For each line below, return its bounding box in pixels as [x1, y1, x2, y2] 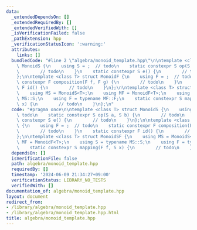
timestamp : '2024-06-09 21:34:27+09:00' [11, 172, 111, 178]
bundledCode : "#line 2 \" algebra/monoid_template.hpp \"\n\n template [11, 57, 182, 63]
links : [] [16, 52, 41, 58]
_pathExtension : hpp [11, 36, 62, 42]
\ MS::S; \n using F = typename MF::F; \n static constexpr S [16, 95, 182, 101]
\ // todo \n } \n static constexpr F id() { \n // [16, 128, 191, 135]
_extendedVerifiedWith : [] [11, 25, 77, 31]
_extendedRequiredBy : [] [11, 19, 72, 25]
